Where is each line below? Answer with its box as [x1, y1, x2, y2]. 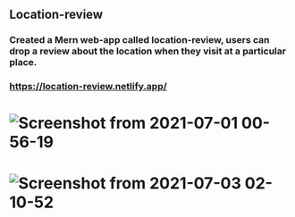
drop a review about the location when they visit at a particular [9, 45, 286, 57]
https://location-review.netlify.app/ [9, 80, 167, 93]
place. [9, 56, 38, 69]
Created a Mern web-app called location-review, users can [9, 34, 270, 46]
